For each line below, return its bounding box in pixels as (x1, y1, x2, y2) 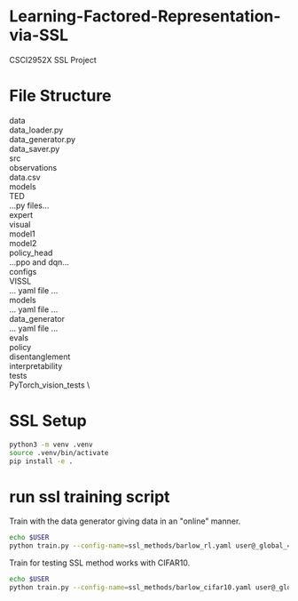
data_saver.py (9, 143, 60, 154)
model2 (9, 237, 37, 248)
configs (9, 266, 37, 276)
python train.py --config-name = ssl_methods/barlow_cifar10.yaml (9, 583, 252, 592)
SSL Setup (9, 411, 87, 431)
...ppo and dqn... (9, 256, 69, 268)
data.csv (9, 172, 42, 182)
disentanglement (9, 351, 71, 362)
